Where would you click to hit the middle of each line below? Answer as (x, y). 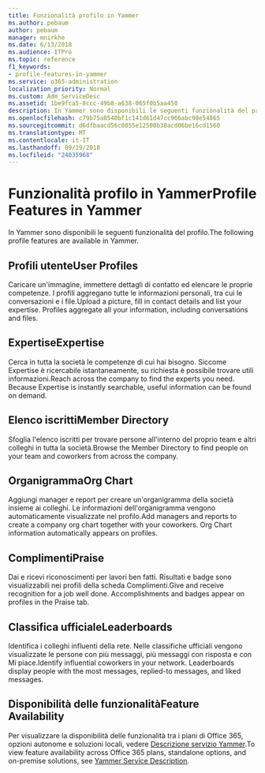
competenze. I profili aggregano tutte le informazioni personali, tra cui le (125, 293)
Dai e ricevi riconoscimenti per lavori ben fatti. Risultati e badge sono (120, 577)
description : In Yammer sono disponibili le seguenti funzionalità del (128, 111)
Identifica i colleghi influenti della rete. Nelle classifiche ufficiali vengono (125, 646)
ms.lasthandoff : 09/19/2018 (54, 148)
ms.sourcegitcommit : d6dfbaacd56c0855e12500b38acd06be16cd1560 (114, 125)
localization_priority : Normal (60, 89)
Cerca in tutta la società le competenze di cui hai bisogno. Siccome (118, 362)
